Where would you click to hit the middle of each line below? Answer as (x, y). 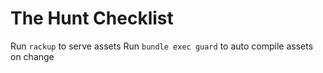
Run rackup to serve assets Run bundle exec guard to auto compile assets (162, 46)
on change (32, 56)
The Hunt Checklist (92, 18)
